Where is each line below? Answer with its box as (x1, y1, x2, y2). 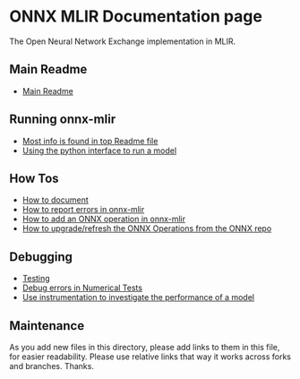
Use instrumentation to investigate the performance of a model (21, 292, 255, 303)
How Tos (9, 170, 60, 185)
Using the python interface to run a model (21, 145, 177, 156)
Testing (21, 273, 51, 284)
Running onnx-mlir (9, 112, 116, 127)
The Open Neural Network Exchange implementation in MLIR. (9, 36, 236, 47)
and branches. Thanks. (9, 361, 94, 371)
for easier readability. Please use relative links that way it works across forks (9, 351, 291, 362)
